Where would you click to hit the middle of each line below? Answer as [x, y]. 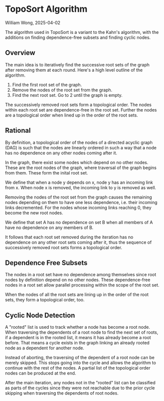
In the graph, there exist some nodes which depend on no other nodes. [77, 162]
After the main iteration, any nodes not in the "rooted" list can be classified [80, 383]
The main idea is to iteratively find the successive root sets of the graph [77, 64]
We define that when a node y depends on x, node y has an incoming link [79, 182]
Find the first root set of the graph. [47, 85]
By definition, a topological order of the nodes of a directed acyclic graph [79, 142]
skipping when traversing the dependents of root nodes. [62, 393]
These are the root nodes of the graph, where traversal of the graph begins [81, 168]
